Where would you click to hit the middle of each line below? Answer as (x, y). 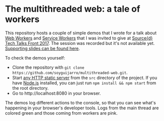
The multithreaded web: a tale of (73, 9)
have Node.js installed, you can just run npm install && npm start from (84, 83)
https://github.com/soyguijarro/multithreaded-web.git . (70, 72)
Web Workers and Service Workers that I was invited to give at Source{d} (79, 38)
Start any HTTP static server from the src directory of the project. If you (85, 78)
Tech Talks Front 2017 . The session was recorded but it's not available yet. (80, 43)
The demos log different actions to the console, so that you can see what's (81, 102)
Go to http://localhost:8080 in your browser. (57, 93)
